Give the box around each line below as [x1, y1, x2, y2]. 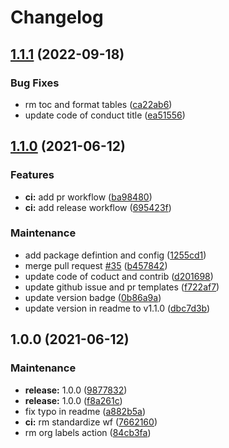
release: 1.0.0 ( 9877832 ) [24, 384, 128, 396]
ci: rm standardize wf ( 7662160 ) [24, 416, 158, 428]
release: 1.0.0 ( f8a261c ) [24, 394, 123, 406]
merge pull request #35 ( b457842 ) [24, 259, 168, 271]
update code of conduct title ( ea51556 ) [24, 109, 186, 121]
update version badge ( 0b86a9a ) [24, 291, 162, 303]
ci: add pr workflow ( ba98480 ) [24, 191, 153, 203]
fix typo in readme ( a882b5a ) [24, 405, 146, 417]
